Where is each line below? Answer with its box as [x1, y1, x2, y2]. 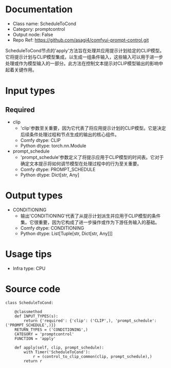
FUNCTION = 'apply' [14, 336, 56, 341]
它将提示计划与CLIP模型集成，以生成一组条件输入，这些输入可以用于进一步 [5, 54, 163, 60]
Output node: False [12, 31, 53, 37]
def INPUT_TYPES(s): [14, 314, 58, 319]
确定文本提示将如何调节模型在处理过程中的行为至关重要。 [20, 160, 142, 167]
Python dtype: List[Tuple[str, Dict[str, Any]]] [20, 230, 113, 236]
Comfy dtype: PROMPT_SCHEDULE [20, 166, 96, 172]
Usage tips [5, 249, 52, 260]
